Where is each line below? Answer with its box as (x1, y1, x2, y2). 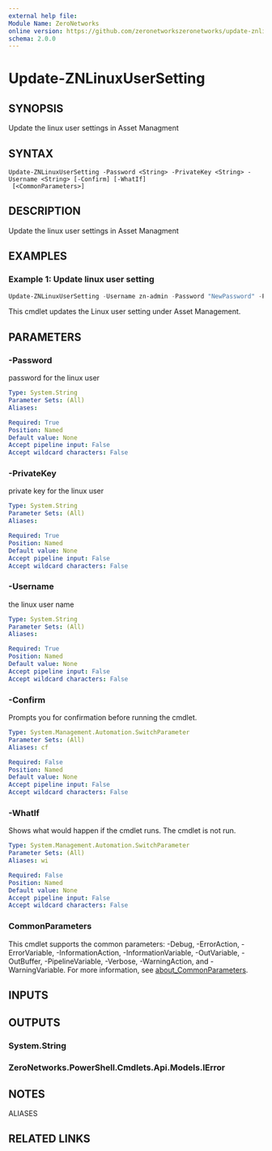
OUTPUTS (8, 1016, 61, 1030)
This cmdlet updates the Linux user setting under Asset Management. (8, 307, 241, 316)
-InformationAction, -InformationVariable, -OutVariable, (56, 947, 240, 957)
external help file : (8, 11, 79, 20)
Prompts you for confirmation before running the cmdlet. (8, 713, 198, 723)
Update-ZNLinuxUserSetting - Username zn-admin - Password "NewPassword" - (8, 292, 263, 300)
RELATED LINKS (8, 1132, 91, 1146)
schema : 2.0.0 (8, 34, 57, 43)
